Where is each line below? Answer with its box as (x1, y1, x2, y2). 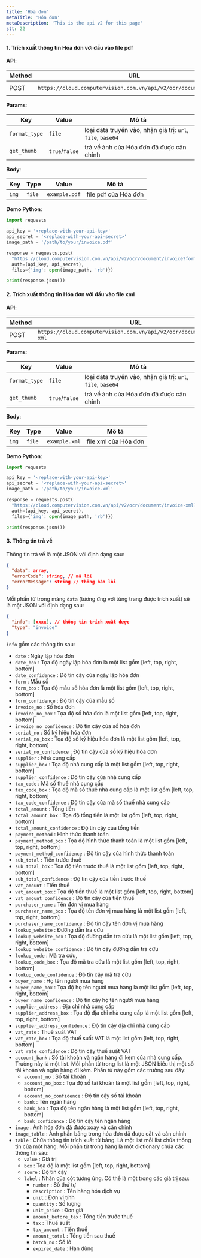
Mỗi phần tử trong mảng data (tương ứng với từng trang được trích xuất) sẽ (6, 595, 190, 603)
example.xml (47, 438, 81, 444)
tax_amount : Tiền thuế (32, 1226, 88, 1233)
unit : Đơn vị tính (32, 1194, 75, 1201)
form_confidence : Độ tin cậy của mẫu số (14, 697, 115, 705)
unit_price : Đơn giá (32, 1206, 84, 1214)
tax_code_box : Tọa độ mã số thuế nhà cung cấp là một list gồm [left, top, (14, 786, 194, 793)
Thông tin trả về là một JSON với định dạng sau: (6, 550, 124, 558)
